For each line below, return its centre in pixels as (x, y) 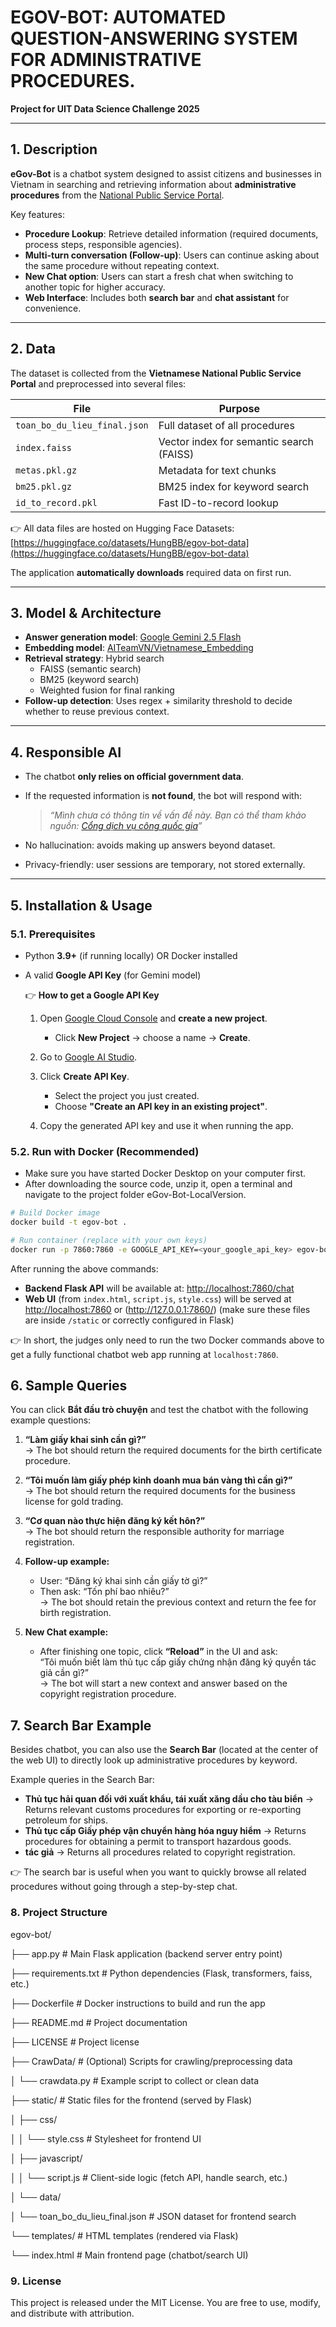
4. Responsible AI (66, 752)
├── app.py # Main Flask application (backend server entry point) (146, 1953)
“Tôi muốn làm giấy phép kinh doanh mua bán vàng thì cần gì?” (158, 1480)
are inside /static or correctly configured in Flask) (129, 1320)
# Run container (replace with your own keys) (109, 1240)
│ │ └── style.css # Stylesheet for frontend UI (106, 2138)
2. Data (33, 349)
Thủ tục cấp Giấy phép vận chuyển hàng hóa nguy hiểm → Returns (165, 1831)
